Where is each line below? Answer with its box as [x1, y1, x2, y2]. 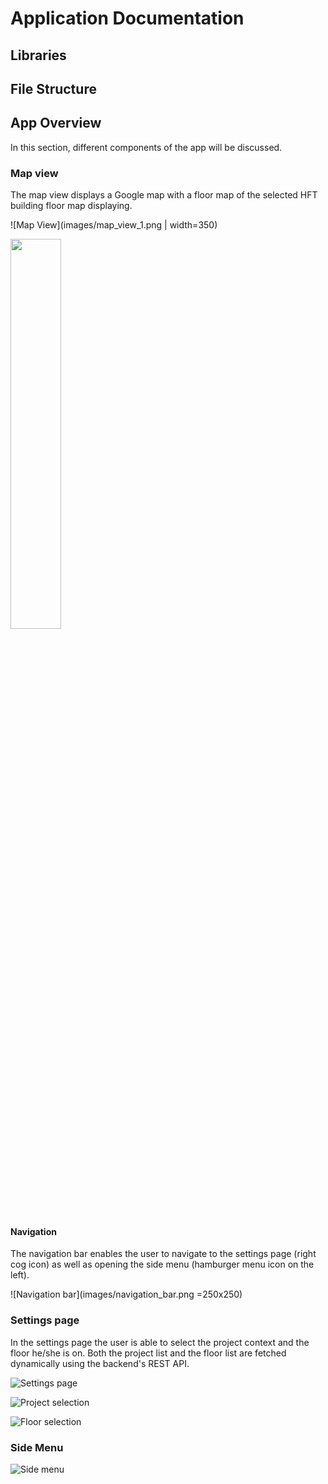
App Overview [10, 115, 102, 132]
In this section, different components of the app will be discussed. [10, 141, 283, 153]
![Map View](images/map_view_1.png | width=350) [10, 219, 218, 231]
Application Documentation [10, 7, 245, 30]
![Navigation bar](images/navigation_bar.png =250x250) [10, 1288, 243, 1301]
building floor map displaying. [10, 200, 133, 212]
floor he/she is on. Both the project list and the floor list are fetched [10, 1347, 287, 1359]
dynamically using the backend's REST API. [10, 1357, 190, 1369]
